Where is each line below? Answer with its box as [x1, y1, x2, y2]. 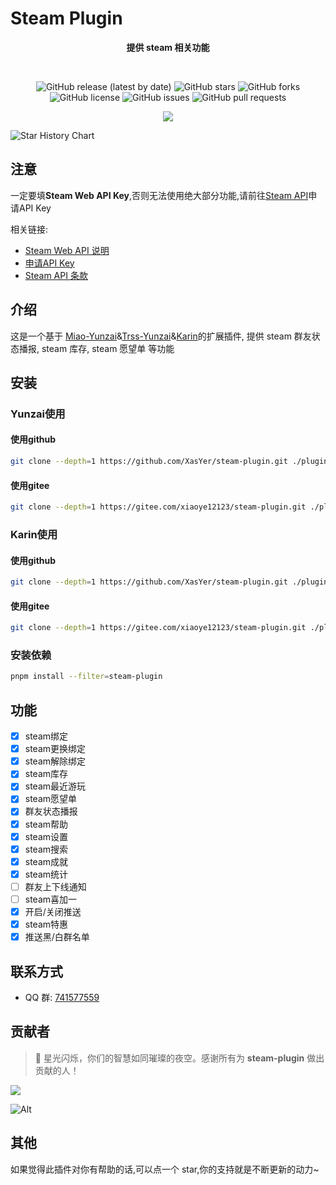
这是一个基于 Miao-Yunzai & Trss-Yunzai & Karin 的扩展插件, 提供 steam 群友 [10, 330, 312, 342]
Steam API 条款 [24, 269, 88, 281]
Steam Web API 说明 [24, 244, 110, 256]
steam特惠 [24, 918, 69, 931]
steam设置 [24, 830, 69, 842]
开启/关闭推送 [24, 905, 82, 917]
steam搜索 [24, 843, 69, 855]
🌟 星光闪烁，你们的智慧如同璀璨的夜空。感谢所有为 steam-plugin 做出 [34, 1052, 325, 1064]
